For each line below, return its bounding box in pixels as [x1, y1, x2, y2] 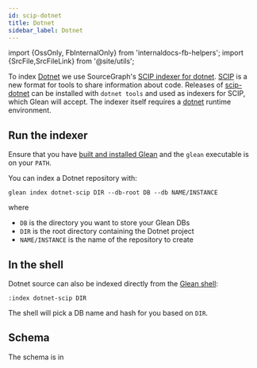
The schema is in [8, 352, 64, 362]
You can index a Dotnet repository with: [8, 174, 137, 183]
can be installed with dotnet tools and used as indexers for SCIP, [31, 89, 246, 98]
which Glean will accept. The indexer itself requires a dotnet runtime [8, 97, 232, 107]
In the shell [8, 258, 63, 271]
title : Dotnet [8, 19, 56, 27]
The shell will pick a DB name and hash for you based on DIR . [8, 309, 209, 317]
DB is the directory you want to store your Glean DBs [19, 218, 190, 228]
